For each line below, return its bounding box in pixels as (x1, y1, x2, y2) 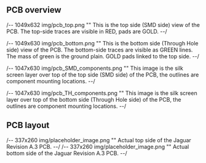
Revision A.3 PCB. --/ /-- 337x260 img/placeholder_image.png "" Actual (6, 143, 189, 150)
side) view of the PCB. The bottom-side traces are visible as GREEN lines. (6, 46, 193, 53)
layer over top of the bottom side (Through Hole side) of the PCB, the (6, 96, 181, 103)
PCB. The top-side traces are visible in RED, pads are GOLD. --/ (6, 28, 167, 35)
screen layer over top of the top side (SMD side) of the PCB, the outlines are (6, 70, 199, 78)
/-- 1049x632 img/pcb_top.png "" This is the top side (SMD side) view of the (6, 21, 200, 28)
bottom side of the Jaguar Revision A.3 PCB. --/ (6, 150, 127, 157)
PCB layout (6, 120, 50, 131)
